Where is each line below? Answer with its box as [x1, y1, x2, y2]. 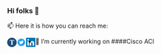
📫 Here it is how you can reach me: [7, 22, 108, 30]
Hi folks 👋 [7, 6, 40, 16]
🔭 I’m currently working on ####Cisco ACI [35, 37, 155, 46]
